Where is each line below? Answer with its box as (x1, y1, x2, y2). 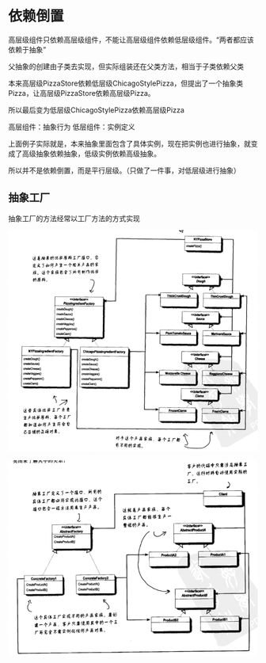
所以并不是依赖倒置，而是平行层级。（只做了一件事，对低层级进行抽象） (8, 166, 241, 175)
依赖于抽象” (8, 44, 47, 54)
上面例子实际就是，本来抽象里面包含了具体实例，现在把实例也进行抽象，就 (8, 139, 251, 148)
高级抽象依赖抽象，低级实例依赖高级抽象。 (21, 148, 161, 158)
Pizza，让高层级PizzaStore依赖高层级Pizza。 (8, 88, 155, 97)
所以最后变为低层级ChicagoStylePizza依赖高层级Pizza (8, 105, 184, 115)
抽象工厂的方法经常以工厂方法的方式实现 (8, 213, 140, 223)
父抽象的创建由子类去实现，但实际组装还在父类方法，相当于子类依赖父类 (8, 61, 244, 71)
